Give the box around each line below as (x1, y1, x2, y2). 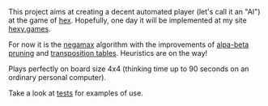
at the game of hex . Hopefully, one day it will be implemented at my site (8, 15, 247, 25)
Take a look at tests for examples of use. (8, 88, 143, 98)
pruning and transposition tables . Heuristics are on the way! (8, 49, 208, 57)
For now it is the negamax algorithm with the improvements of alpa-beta (8, 40, 249, 49)
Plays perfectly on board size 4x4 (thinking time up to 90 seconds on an (8, 64, 249, 74)
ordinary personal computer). (8, 73, 107, 82)
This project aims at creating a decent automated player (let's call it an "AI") (8, 7, 261, 16)
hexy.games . (8, 24, 51, 33)
